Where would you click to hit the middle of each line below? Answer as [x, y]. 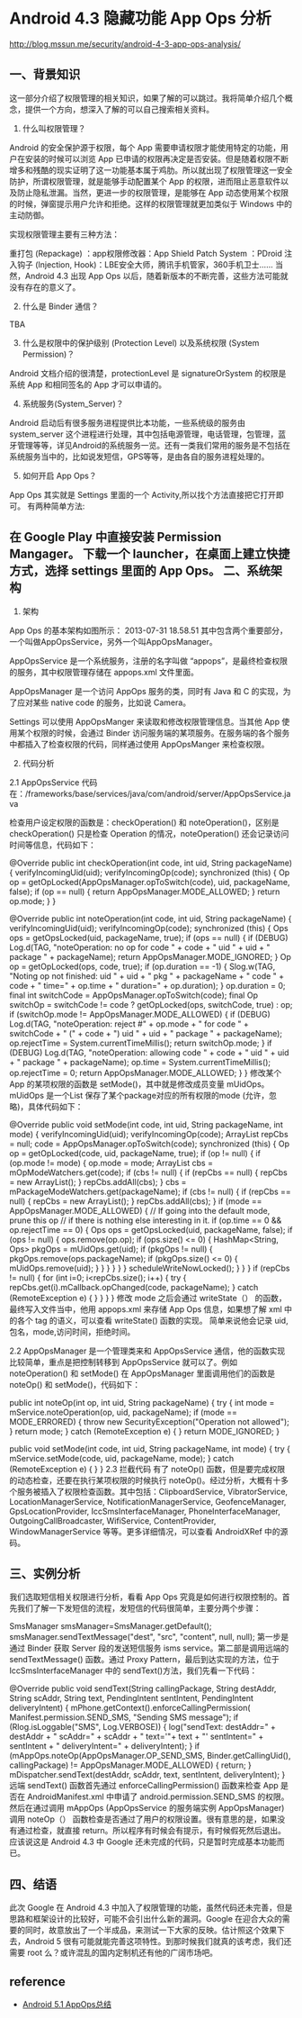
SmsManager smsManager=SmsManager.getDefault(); [111, 1626]
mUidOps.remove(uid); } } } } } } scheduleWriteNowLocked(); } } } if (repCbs [150, 1268]
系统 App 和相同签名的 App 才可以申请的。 [88, 385]
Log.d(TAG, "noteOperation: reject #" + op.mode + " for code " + [129, 1024]
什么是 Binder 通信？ [60, 306]
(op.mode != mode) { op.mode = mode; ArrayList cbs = [111, 1163]
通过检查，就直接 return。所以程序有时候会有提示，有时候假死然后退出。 [151, 1831]
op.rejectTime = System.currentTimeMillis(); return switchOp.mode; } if [141, 1043]
